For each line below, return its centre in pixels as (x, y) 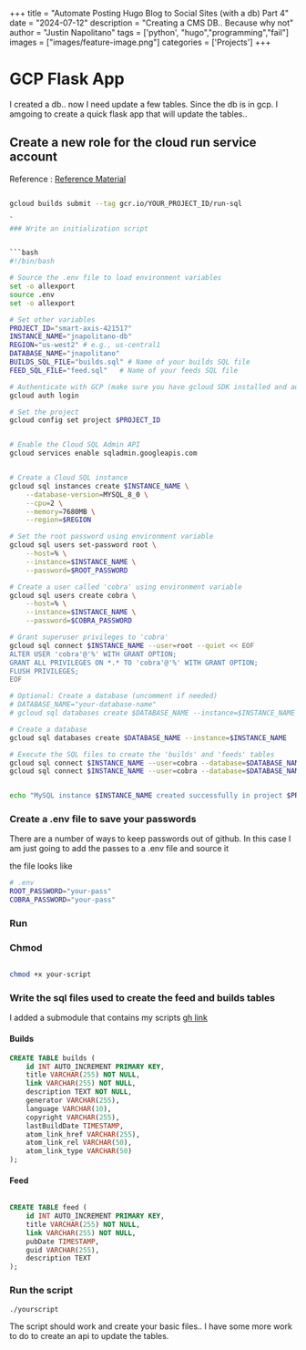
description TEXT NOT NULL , (79, 1092)
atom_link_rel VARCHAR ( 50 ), (79, 1143)
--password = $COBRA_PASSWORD (79, 621)
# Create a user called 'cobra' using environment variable (126, 587)
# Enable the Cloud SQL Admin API (75, 445)
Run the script (41, 1291)
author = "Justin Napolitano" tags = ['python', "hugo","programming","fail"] (149, 32)
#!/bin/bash (32, 262)
